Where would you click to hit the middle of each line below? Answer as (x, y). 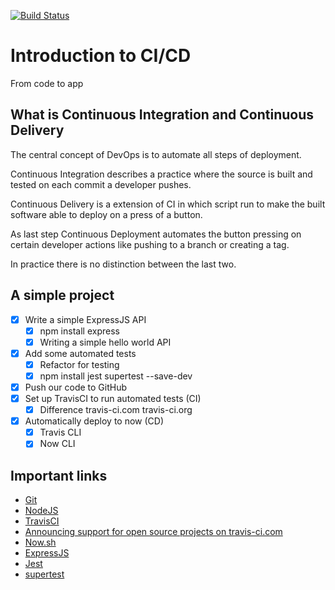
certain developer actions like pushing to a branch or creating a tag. (150, 244)
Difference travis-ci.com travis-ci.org (116, 410)
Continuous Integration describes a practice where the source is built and (161, 174)
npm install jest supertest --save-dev (116, 376)
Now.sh (40, 542)
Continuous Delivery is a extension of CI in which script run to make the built (168, 204)
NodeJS (41, 511)
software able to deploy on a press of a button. (106, 214)
